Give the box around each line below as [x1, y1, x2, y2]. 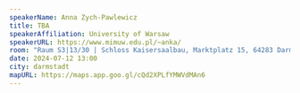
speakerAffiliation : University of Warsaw [9, 29, 170, 38]
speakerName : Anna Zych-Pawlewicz [9, 12, 138, 22]
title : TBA [9, 21, 50, 30]
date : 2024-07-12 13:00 [9, 54, 98, 63]
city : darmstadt [9, 63, 70, 72]
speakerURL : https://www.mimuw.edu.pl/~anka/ [9, 37, 181, 47]
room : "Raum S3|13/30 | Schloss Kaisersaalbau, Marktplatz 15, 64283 [9, 46, 274, 55]
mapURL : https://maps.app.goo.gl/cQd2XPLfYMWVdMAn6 [9, 71, 205, 80]
